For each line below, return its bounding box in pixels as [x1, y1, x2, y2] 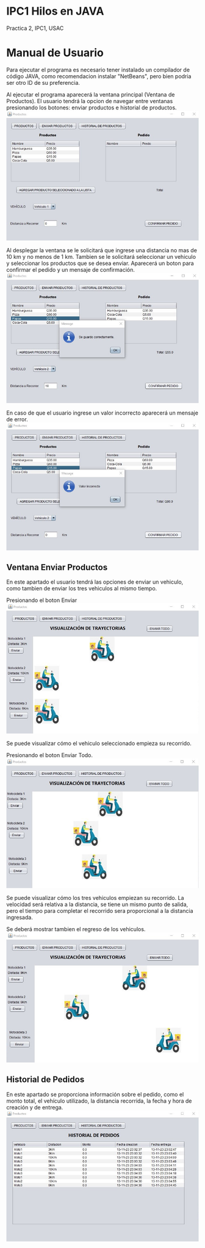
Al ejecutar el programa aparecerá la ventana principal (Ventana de [6, 90, 175, 98]
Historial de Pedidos [6, 1075, 85, 1085]
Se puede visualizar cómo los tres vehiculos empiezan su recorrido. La [6, 894, 184, 901]
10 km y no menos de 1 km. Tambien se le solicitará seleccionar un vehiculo [6, 253, 196, 261]
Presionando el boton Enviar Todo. [6, 752, 93, 759]
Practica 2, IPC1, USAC [6, 24, 64, 32]
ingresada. [6, 913, 34, 921]
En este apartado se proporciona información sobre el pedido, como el [6, 1090, 184, 1098]
